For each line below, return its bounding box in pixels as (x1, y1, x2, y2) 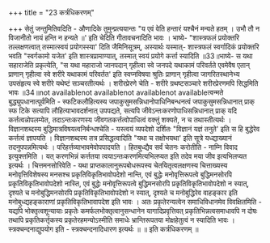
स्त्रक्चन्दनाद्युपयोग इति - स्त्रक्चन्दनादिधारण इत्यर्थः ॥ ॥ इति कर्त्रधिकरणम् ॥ (8, 224, 200, 234)
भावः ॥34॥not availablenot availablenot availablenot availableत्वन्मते (8, 87, 224, 97)
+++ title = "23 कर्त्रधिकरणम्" (8, 8, 95, 17)
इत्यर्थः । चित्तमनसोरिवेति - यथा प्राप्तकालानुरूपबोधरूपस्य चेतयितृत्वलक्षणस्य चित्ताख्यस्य (8, 160, 228, 170)
